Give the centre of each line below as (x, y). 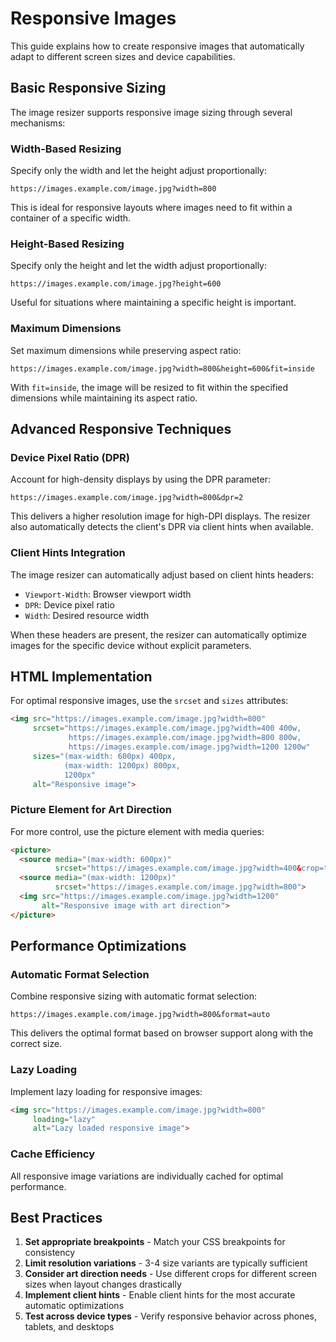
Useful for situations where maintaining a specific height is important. (153, 303)
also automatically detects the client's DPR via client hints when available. (162, 527)
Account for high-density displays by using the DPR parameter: (141, 479)
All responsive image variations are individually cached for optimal (147, 1176)
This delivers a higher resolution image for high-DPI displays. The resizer (160, 516)
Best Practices (56, 1218)
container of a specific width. (71, 218)
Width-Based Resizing (66, 149)
